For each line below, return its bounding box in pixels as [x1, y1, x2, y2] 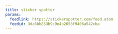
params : [5, 12, 22, 17]
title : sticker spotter [5, 7, 55, 12]
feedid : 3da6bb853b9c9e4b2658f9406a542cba [10, 21, 100, 26]
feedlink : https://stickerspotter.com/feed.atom [10, 16, 113, 21]
